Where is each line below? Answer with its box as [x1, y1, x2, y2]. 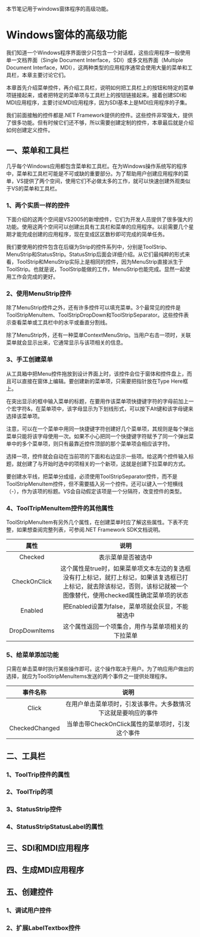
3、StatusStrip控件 [6, 805, 62, 814]
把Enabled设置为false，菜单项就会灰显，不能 [62, 602, 189, 610]
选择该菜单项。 [6, 413, 43, 420]
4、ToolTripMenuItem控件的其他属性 [6, 504, 114, 512]
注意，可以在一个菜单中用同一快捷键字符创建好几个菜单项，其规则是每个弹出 [6, 425, 194, 432]
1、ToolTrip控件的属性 [6, 770, 70, 779]
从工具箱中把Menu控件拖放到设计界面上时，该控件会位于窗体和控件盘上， [6, 370, 187, 377]
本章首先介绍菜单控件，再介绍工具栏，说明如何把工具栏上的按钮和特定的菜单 [6, 84, 194, 91]
